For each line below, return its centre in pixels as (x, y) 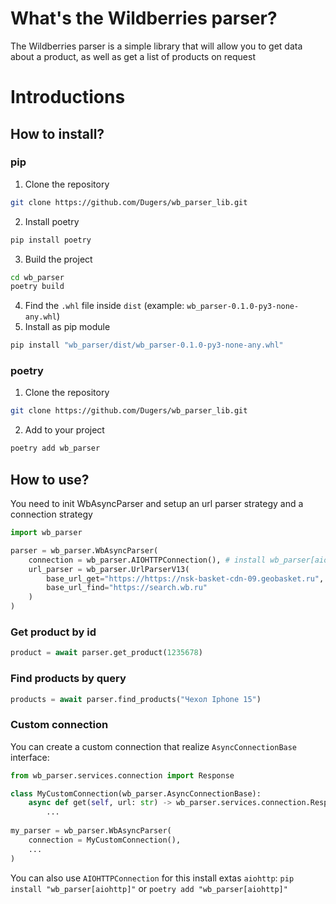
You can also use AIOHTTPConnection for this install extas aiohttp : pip (152, 878)
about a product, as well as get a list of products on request (133, 56)
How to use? (50, 479)
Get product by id (53, 632)
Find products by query (68, 679)
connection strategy (51, 514)
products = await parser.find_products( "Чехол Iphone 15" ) (136, 699)
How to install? (57, 133)
